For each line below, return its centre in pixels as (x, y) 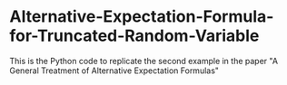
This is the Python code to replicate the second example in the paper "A (144, 61)
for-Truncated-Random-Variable (134, 36)
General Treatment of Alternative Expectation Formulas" (114, 71)
